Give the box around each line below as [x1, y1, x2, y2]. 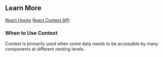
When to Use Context [5, 29, 58, 36]
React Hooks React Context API [5, 17, 70, 23]
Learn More [5, 4, 42, 12]
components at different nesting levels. [5, 46, 85, 52]
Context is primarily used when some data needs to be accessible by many [5, 41, 159, 47]
